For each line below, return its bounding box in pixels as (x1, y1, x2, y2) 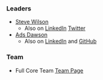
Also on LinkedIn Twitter (24, 24, 86, 32)
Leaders (6, 4, 32, 13)
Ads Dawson (15, 31, 48, 38)
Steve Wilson (15, 18, 49, 26)
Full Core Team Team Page (15, 67, 84, 74)
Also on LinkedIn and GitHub (24, 38, 97, 45)
